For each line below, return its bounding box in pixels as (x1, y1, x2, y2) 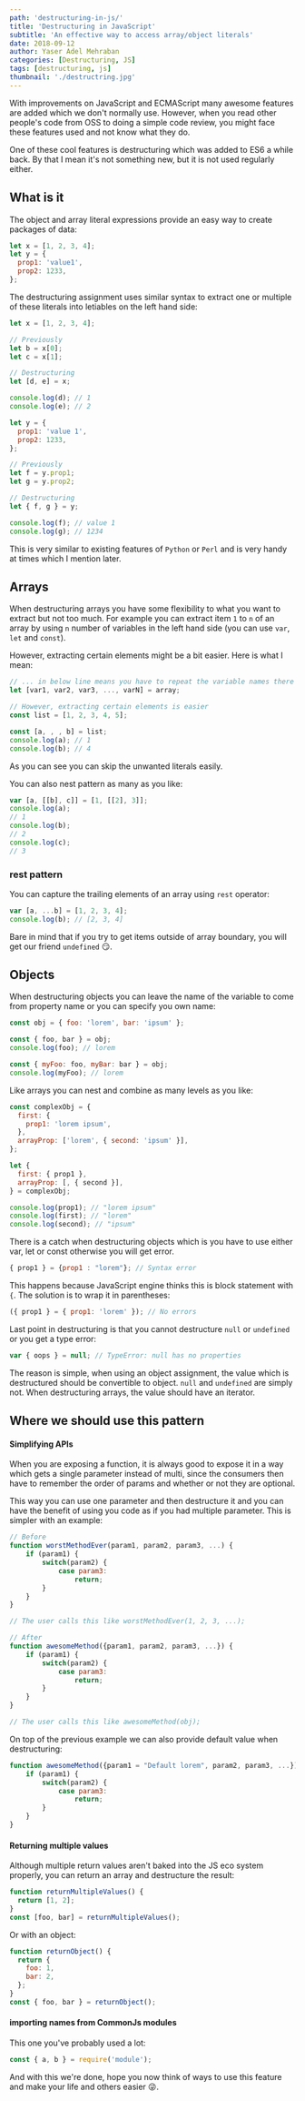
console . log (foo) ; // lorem (9, 1044, 116, 1053)
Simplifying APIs (9, 1439, 74, 1449)
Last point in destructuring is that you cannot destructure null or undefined (9, 1323, 290, 1334)
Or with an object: (9, 1929, 76, 1940)
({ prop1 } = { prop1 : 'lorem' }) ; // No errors (9, 1308, 197, 1317)
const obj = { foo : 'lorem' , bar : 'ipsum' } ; (9, 1018, 184, 1028)
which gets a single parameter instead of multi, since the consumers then (9, 1469, 284, 1480)
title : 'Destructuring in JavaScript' (9, 22, 156, 31)
